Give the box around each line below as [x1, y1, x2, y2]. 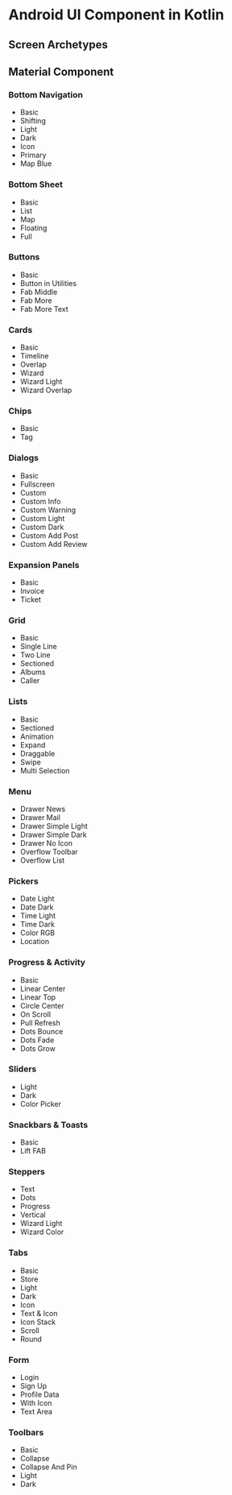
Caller [19, 676, 40, 685]
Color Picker [19, 1099, 62, 1108]
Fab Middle [19, 287, 58, 296]
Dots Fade [19, 1035, 55, 1045]
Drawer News [19, 804, 66, 814]
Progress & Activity [8, 957, 86, 968]
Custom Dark [19, 522, 64, 532]
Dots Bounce [19, 1026, 64, 1036]
